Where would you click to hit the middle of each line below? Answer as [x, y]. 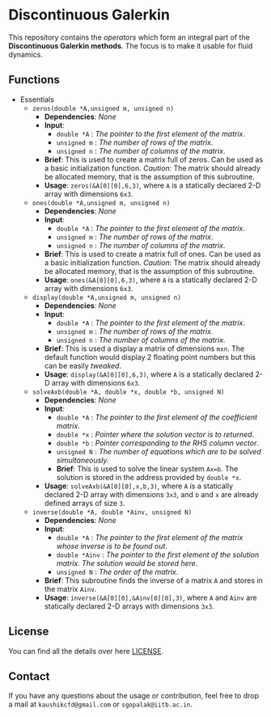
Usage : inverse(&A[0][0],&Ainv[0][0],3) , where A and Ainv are [150, 597]
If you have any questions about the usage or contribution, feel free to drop [133, 696]
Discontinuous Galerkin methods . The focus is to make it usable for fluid [131, 45]
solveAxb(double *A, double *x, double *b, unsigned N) [128, 392]
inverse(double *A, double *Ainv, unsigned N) [112, 512]
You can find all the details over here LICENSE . [86, 651]
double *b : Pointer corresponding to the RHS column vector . [158, 443]
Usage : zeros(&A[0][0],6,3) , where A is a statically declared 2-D [152, 185]
